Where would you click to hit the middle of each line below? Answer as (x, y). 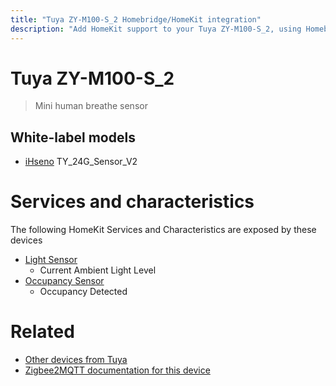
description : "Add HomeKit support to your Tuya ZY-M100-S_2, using (156, 29)
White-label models (73, 137)
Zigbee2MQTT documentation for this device (117, 370)
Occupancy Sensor (64, 281)
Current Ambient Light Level (98, 270)
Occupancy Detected (83, 292)
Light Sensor (51, 260)
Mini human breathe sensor (91, 106)
